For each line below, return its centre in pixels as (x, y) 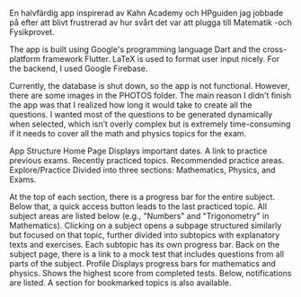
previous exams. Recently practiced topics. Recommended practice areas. (147, 160)
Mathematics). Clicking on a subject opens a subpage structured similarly (146, 225)
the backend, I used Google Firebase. (79, 68)
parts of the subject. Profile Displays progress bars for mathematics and (143, 263)
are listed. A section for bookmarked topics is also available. (120, 283)
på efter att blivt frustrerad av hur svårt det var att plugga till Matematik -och (150, 22)
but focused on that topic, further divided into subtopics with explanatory (145, 235)
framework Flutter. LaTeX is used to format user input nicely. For (161, 59)
